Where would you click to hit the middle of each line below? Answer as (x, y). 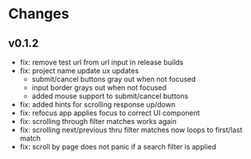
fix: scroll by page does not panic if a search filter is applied (118, 147)
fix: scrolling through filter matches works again (98, 121)
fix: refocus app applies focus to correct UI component (110, 113)
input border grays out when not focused (99, 87)
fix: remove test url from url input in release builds (102, 62)
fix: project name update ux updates (79, 71)
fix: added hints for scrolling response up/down (98, 105)
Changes (39, 14)
